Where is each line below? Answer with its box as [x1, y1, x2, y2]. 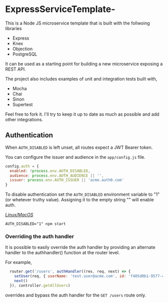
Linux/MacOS [5, 212, 33, 218]
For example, [5, 259, 32, 265]
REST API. [5, 66, 26, 72]
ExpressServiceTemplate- [5, 4, 115, 15]
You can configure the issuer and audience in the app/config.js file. [5, 154, 146, 160]
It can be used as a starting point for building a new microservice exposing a [5, 61, 163, 67]
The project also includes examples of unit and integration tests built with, [5, 76, 157, 82]
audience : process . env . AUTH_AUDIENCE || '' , [9, 173, 104, 178]
